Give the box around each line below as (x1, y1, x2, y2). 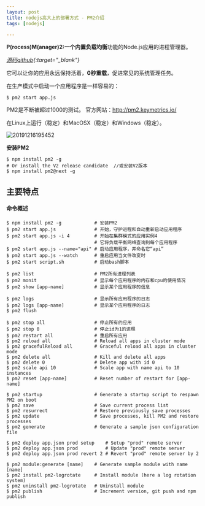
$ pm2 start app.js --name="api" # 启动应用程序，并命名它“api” (6, 246, 164, 252)
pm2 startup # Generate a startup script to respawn (12, 391, 199, 397)
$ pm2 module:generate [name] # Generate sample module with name (6, 461, 188, 467)
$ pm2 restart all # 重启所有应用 (6, 332, 128, 339)
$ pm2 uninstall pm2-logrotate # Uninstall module (6, 483, 144, 489)
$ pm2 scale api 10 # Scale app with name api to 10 (6, 364, 180, 371)
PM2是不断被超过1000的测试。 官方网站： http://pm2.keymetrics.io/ (6, 106, 177, 113)
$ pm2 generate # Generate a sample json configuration (6, 424, 199, 430)
